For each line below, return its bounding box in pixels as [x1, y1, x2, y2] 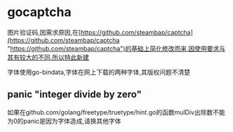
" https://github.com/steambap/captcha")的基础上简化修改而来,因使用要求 [7, 44, 220, 52]
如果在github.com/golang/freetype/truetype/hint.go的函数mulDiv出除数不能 [7, 108, 226, 116]
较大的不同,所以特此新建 [19, 53, 90, 61]
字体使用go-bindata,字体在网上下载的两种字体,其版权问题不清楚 [7, 68, 191, 76]
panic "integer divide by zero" [7, 89, 142, 101]
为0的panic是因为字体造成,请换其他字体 [7, 117, 121, 125]
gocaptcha [7, 4, 72, 20]
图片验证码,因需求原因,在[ [7, 28, 81, 36]
